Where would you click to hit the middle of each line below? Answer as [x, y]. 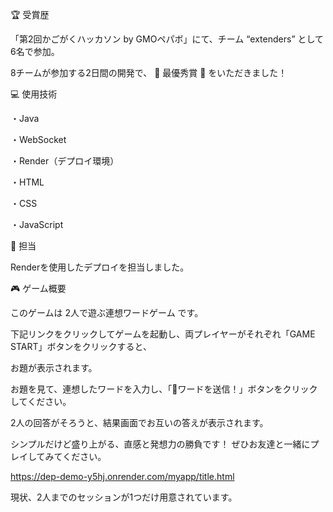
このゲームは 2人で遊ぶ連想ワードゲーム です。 [107, 312]
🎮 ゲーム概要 [38, 288]
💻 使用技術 [34, 94]
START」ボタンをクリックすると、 [81, 346]
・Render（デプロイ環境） [65, 161]
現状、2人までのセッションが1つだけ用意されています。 [124, 497]
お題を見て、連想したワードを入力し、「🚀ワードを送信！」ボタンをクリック [164, 389]
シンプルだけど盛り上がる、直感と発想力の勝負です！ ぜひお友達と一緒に [160, 444]
